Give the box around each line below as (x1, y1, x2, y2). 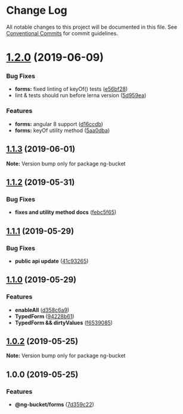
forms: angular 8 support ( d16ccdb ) (14, 120, 103, 127)
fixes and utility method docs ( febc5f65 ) (14, 208, 117, 216)
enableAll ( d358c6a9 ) (14, 306, 70, 314)
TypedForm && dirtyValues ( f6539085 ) (14, 319, 113, 326)
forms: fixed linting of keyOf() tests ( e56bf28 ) (14, 85, 128, 93)
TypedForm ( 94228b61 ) (14, 312, 75, 320)
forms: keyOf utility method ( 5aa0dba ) (14, 127, 110, 134)
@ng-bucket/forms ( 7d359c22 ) (14, 401, 94, 408)
